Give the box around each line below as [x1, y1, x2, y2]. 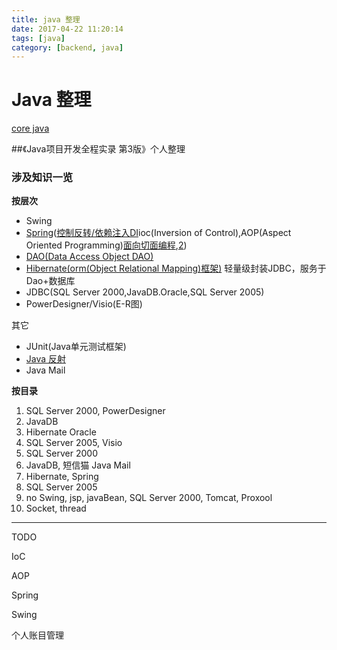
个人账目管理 [11, 629, 64, 641]
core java [11, 122, 50, 135]
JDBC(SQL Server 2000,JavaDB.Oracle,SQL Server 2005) [25, 286, 265, 298]
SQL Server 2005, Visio [25, 437, 123, 449]
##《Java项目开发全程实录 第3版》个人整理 [11, 143, 186, 155]
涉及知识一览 [11, 171, 74, 185]
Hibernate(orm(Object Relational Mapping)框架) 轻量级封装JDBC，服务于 [25, 262, 327, 275]
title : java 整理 [11, 14, 81, 25]
